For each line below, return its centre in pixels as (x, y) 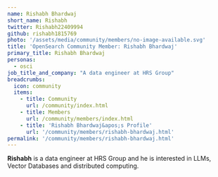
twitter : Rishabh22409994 (45, 27)
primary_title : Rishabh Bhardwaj (56, 54)
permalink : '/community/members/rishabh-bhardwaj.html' (91, 138)
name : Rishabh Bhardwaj (42, 14)
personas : (22, 60)
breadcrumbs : (26, 79)
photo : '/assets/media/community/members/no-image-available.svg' (107, 40)
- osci (23, 66)
